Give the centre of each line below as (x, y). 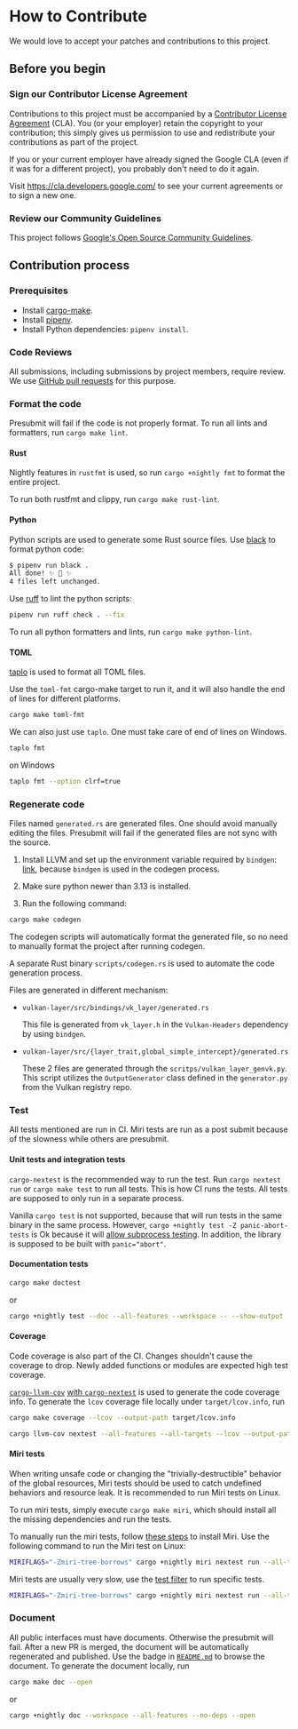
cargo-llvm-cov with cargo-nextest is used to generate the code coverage (145, 1391)
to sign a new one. (43, 195)
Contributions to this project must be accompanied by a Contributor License (148, 114)
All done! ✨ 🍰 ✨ (41, 574)
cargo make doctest (45, 1283)
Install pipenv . (47, 319)
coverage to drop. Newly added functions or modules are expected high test (149, 1365)
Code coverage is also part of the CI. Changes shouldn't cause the (131, 1356)
